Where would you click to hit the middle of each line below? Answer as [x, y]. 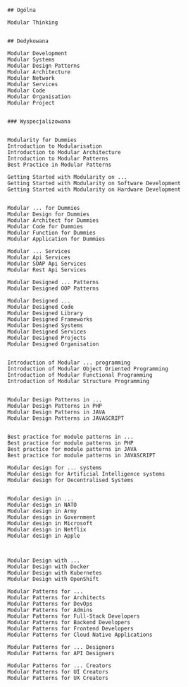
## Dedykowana [28, 41]
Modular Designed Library [45, 313]
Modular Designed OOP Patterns [53, 288]
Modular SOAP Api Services [47, 264]
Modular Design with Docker [49, 567]
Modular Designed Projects [47, 338]
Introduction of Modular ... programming [69, 363]
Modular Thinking [33, 23]
